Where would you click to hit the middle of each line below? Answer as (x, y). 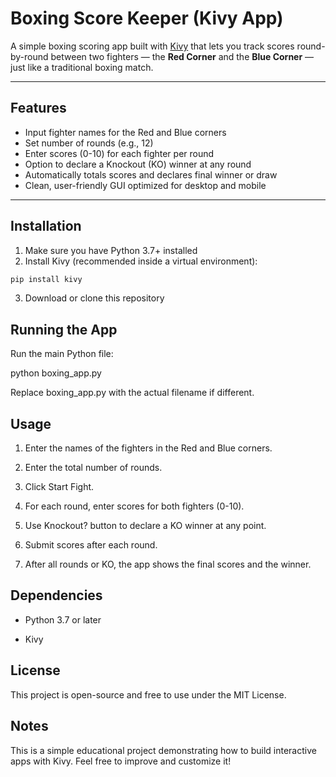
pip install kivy (46, 279)
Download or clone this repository (94, 298)
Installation (46, 226)
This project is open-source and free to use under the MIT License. (148, 694)
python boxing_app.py (56, 373)
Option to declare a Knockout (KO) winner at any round (138, 164)
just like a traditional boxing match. (82, 67)
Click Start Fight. (59, 487)
